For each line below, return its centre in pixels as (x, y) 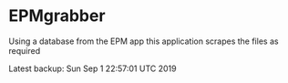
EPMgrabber (57, 16)
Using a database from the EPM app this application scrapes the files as (144, 41)
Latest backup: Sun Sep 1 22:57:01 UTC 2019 (93, 68)
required (25, 50)
